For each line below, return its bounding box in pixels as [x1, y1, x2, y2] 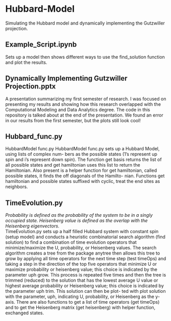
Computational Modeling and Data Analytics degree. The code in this [5, 106, 151, 112]
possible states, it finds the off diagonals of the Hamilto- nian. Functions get [5, 173, 165, 179]
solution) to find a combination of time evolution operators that [5, 239, 137, 245]
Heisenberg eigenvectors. [5, 223, 60, 229]
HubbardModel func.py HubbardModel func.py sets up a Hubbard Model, [5, 146, 160, 152]
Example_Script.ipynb [5, 40, 77, 49]
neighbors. [5, 184, 28, 190]
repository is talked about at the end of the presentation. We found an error [5, 112, 163, 118]
